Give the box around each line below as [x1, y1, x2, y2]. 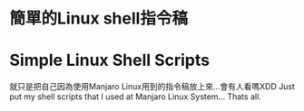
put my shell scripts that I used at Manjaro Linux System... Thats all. [9, 91, 261, 102]
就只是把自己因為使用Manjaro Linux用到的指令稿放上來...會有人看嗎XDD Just [9, 81, 295, 92]
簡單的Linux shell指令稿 [9, 8, 189, 29]
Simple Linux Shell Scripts [9, 51, 211, 70]
